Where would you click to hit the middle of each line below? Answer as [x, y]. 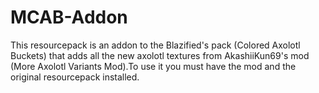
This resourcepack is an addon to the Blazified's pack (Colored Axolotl [155, 45]
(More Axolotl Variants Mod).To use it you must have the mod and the [153, 66]
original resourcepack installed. [75, 77]
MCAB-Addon [69, 17]
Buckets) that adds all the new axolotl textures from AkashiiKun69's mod [160, 55]
